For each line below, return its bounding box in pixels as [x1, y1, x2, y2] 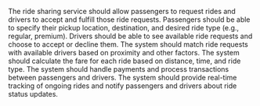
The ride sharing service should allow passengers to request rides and [8, 7, 237, 16]
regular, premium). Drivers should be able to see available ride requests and [8, 31, 253, 41]
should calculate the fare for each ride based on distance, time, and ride [8, 56, 241, 65]
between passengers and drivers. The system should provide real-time [8, 73, 237, 82]
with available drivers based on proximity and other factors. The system [8, 48, 240, 57]
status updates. [8, 90, 59, 98]
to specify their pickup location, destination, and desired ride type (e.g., [8, 23, 240, 32]
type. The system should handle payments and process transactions [8, 65, 229, 73]
